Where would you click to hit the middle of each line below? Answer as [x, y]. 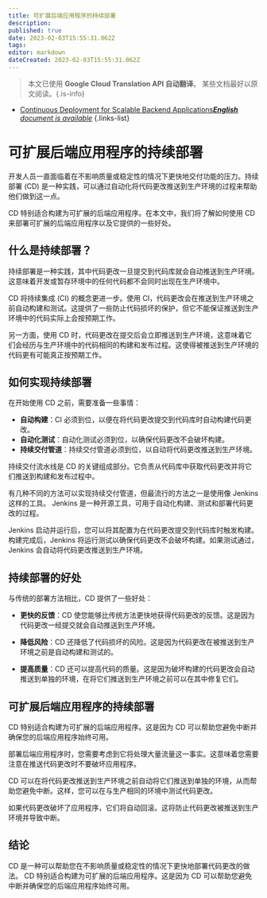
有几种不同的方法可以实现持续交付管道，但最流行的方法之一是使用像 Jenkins [133, 494]
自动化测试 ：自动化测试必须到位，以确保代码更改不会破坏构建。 [124, 439]
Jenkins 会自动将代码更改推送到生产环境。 [78, 550]
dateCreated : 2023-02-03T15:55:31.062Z [74, 61]
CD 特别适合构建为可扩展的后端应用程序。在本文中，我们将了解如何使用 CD [132, 213]
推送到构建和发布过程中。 [57, 476]
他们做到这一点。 [36, 196]
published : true [35, 30]
